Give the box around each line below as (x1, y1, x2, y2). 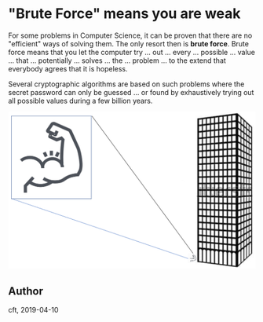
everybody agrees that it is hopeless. (8, 64, 128, 73)
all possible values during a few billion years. (8, 96, 153, 105)
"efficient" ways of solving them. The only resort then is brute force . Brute (8, 38, 250, 48)
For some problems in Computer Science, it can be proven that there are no (8, 31, 253, 40)
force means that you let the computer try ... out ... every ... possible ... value (8, 47, 255, 57)
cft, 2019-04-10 (8, 306, 59, 315)
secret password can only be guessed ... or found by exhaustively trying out (8, 87, 254, 97)
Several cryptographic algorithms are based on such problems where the (8, 79, 245, 89)
